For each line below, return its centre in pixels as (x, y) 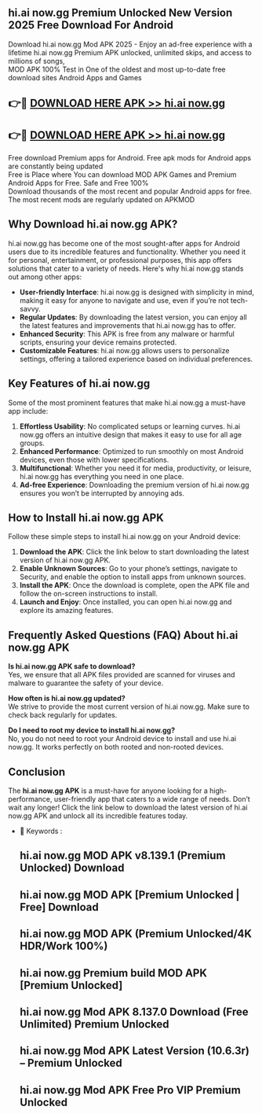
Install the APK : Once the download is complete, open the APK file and (134, 585)
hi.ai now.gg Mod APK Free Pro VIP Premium (130, 1090)
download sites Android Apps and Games (75, 77)
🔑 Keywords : (41, 831)
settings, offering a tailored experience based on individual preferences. (136, 359)
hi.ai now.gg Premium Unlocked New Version (120, 13)
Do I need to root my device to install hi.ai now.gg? (92, 730)
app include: (28, 411)
